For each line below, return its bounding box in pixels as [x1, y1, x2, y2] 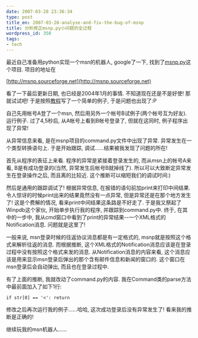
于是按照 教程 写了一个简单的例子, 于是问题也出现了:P [29, 97, 157, 104]
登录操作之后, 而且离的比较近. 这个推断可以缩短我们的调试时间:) [16, 172, 171, 179]
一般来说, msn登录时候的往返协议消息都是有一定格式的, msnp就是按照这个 [6, 234, 186, 241]
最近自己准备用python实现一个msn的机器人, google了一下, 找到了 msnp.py [6, 58, 186, 65]
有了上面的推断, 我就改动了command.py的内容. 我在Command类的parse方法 [6, 275, 192, 283]
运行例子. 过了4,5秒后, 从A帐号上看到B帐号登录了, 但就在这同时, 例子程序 [6, 117, 183, 124]
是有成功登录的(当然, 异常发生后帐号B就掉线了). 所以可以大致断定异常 [17, 164, 186, 171]
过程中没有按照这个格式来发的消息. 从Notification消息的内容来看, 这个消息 [6, 248, 186, 255]
